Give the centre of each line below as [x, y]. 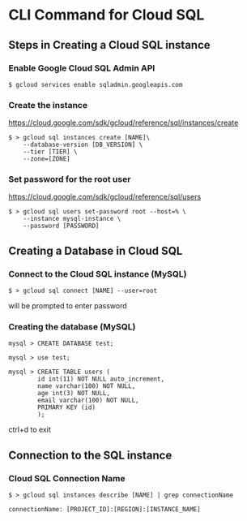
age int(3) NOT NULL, [74, 394]
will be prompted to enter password [68, 306]
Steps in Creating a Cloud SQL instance [109, 45]
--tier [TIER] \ [51, 152]
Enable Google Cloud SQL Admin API [82, 68]
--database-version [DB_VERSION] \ [83, 145]
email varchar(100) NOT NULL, [88, 400]
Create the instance [48, 105]
